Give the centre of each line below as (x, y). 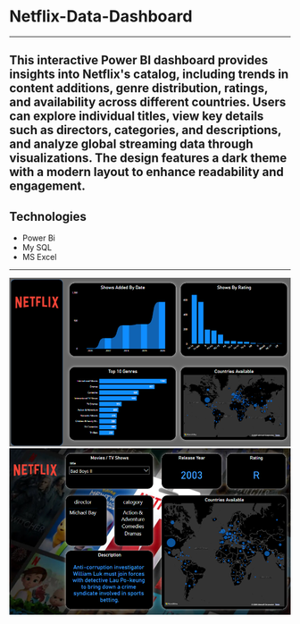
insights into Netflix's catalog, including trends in (149, 75)
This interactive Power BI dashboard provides (139, 60)
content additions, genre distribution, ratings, (139, 88)
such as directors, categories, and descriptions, (146, 130)
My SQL (37, 248)
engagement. (48, 186)
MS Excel (39, 257)
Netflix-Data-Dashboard (101, 17)
